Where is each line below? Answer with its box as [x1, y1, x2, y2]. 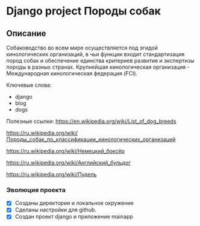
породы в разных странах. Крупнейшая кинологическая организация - [6, 63, 190, 71]
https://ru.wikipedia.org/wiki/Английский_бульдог [6, 159, 131, 166]
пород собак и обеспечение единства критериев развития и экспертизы [6, 57, 195, 64]
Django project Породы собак [6, 4, 161, 18]
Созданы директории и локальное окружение [14, 199, 134, 207]
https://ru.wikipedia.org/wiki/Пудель [6, 171, 97, 178]
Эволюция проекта [6, 186, 66, 194]
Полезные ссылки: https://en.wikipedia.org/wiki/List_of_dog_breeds [6, 118, 177, 125]
